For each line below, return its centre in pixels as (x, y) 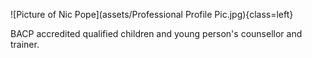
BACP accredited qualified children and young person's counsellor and (156, 33)
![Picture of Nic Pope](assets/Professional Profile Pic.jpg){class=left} (152, 14)
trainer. (25, 44)
